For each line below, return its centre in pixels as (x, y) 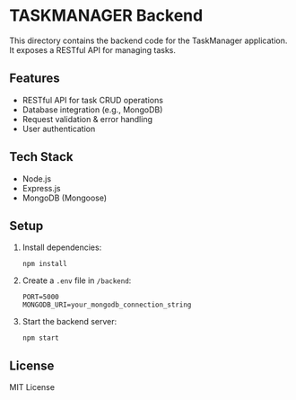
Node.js (37, 178)
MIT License (32, 387)
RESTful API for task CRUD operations (93, 100)
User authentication (59, 129)
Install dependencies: (62, 247)
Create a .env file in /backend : (77, 280)
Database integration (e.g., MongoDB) (92, 110)
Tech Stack (41, 157)
